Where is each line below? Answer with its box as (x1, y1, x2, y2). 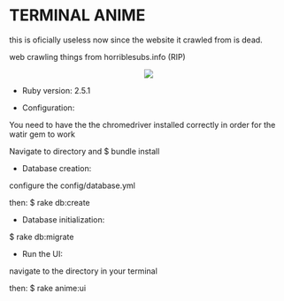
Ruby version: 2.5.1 (21, 85, 91, 95)
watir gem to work (9, 129, 75, 139)
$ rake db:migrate (9, 231, 74, 242)
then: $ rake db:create (9, 197, 90, 207)
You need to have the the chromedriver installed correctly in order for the (9, 119, 276, 130)
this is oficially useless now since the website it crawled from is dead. (9, 34, 263, 45)
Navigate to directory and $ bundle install (9, 146, 160, 156)
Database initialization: (21, 214, 105, 225)
